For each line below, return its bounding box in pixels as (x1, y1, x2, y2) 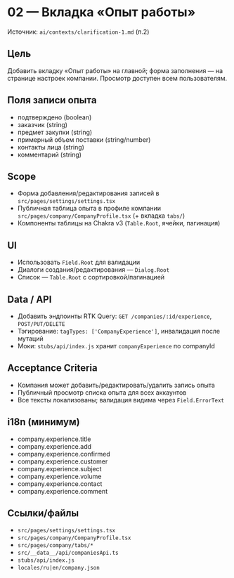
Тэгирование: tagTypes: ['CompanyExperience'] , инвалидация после (17, 327, 220, 335)
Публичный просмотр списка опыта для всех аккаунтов (17, 388, 187, 397)
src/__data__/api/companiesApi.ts (17, 549, 119, 557)
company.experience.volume (17, 472, 102, 480)
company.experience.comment (17, 487, 108, 495)
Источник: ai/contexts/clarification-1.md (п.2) (7, 27, 150, 36)
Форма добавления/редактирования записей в (17, 189, 160, 197)
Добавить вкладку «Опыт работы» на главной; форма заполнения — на (7, 66, 223, 74)
